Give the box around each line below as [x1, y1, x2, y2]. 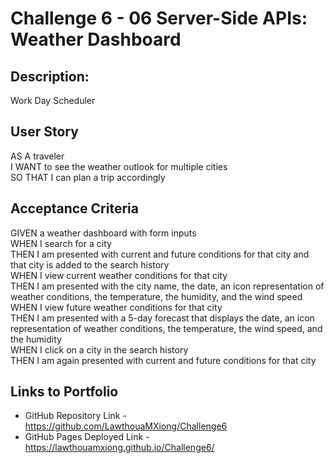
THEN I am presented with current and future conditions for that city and [10, 248, 310, 260]
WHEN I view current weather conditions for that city [10, 269, 228, 281]
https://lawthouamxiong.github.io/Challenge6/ [24, 442, 215, 454]
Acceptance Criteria [10, 200, 139, 217]
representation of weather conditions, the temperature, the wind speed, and [10, 322, 323, 334]
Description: [10, 68, 90, 85]
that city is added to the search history [10, 258, 170, 271]
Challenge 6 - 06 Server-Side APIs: [10, 7, 308, 30]
